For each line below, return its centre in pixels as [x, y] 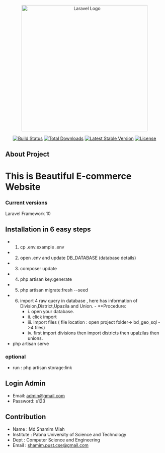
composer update [38, 268]
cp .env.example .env [42, 247]
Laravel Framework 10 [28, 213]
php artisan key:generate [46, 279]
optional [16, 357]
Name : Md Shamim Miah [38, 429]
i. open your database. [51, 311]
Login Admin [26, 384]
